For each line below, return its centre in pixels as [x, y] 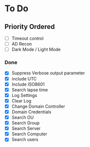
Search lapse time [30, 90]
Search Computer [29, 134]
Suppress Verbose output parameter [48, 73]
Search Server [26, 128]
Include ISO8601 [28, 84]
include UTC [24, 78]
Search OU [23, 117]
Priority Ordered [30, 27]
